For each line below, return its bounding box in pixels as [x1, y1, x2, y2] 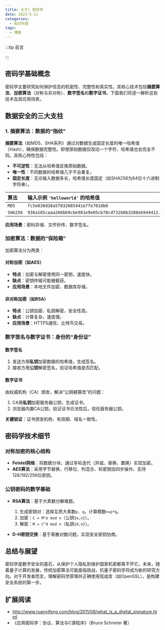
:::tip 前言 [5, 44, 24, 50]
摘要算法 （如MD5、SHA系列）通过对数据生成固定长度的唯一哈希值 [5, 140, 140, 146]
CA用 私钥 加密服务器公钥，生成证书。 [12, 399, 87, 405]
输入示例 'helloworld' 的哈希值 [27, 194, 100, 201]
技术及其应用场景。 [5, 96, 44, 102]
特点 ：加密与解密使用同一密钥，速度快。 [12, 272, 94, 277]
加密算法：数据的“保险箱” [5, 235, 66, 242]
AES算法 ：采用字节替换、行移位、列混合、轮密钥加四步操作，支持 [12, 466, 146, 472]
